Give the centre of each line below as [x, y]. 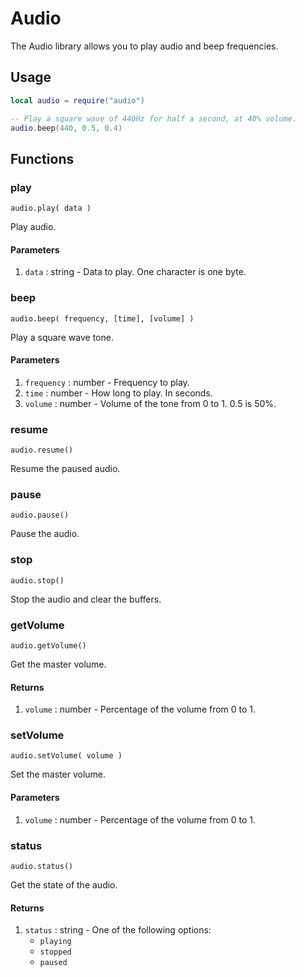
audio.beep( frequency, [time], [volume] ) [102, 318]
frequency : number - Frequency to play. [107, 382]
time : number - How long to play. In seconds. [118, 393]
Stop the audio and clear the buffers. [86, 599]
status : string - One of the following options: [118, 930]
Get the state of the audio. [64, 884]
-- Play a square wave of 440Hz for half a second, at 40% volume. [154, 118]
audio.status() [42, 866]
